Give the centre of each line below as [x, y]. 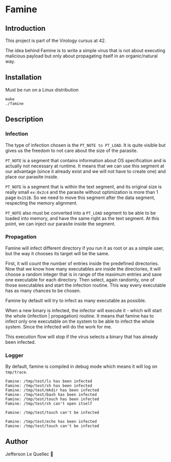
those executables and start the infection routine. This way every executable [86, 285]
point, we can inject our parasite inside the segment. [60, 224]
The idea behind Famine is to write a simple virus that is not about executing [86, 50]
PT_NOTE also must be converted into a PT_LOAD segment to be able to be [81, 213]
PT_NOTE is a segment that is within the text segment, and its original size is [83, 186]
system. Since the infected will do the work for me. [59, 326]
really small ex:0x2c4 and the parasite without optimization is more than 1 [82, 192]
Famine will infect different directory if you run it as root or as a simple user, [85, 248]
